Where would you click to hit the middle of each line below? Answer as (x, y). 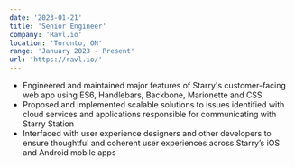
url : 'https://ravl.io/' (56, 60)
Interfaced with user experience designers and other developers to (147, 133)
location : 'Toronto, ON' (56, 43)
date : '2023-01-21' (46, 18)
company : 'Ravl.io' (46, 34)
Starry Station (48, 124)
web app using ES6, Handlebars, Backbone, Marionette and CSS (143, 95)
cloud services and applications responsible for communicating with (149, 114)
